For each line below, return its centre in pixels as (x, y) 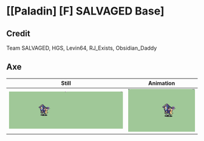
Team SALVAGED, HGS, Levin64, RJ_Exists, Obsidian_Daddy (82, 48)
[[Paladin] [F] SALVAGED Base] (86, 11)
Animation (162, 84)
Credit (18, 34)
